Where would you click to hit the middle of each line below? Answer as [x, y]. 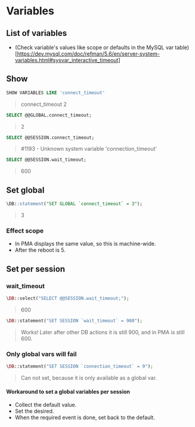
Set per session [36, 269]
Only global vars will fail [41, 354]
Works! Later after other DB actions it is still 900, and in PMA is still [103, 332]
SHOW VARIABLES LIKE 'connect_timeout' [56, 93]
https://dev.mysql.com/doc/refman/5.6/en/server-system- [88, 54]
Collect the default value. [46, 405]
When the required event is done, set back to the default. [85, 417]
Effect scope [25, 230]
